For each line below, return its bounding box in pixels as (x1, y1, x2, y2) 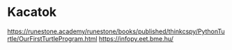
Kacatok (7, 4, 57, 20)
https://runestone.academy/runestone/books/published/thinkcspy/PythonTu (7, 27, 225, 35)
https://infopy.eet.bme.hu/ (98, 34, 174, 42)
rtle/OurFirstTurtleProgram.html (7, 34, 98, 42)
